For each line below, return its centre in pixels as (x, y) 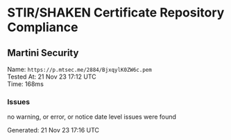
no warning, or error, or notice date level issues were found (92, 117)
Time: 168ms (25, 84)
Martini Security (43, 53)
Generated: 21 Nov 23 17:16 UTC (53, 130)
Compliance (43, 27)
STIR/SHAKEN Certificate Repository (116, 13)
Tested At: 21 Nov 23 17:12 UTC (52, 77)
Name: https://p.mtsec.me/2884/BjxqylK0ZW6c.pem (80, 69)
